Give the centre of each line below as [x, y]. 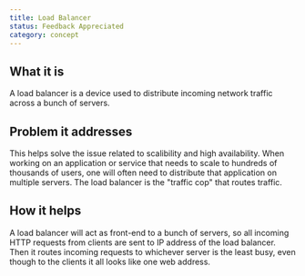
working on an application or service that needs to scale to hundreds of [143, 163]
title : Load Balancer [51, 18]
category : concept [44, 34]
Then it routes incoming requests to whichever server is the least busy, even [152, 251]
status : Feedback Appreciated [67, 26]
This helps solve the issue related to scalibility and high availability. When [147, 153]
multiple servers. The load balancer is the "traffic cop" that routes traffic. [146, 182]
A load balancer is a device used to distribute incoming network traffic [141, 94]
